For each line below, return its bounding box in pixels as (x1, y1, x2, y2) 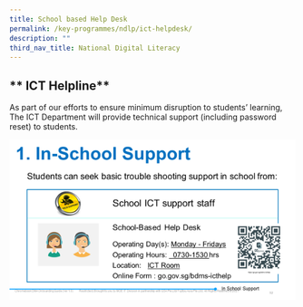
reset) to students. (9, 121, 79, 132)
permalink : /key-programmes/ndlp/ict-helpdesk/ (9, 24, 193, 34)
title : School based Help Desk (9, 14, 128, 24)
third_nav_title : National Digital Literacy (9, 43, 181, 53)
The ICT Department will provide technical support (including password (9, 111, 277, 122)
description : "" (9, 34, 71, 43)
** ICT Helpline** (9, 78, 111, 93)
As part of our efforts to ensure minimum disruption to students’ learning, (9, 102, 283, 113)
